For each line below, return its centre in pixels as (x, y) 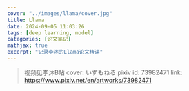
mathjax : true (28, 45)
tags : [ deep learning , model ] (51, 33)
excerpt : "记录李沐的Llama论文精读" (55, 52)
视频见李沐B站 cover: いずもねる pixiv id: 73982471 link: (103, 72)
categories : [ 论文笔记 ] (39, 39)
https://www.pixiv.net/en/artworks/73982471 (88, 80)
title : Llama (26, 20)
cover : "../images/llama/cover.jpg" (60, 13)
